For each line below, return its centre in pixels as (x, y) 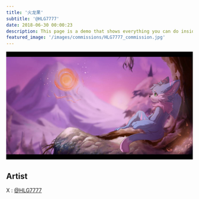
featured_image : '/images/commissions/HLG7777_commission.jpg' (86, 37)
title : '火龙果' (25, 12)
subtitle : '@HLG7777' (33, 19)
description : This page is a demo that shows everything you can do (92, 31)
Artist (17, 176)
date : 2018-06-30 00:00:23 (39, 25)
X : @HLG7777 (24, 190)
